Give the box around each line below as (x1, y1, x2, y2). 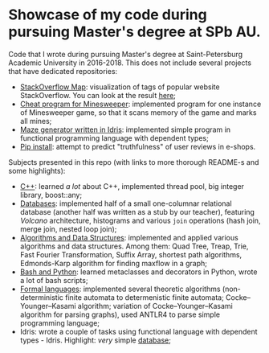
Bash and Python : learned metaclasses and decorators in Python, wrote (19, 267, 258, 277)
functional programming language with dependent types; (19, 133, 209, 142)
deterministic (19, 292, 64, 302)
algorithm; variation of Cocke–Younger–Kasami (77, 301, 233, 310)
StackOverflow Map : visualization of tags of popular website (19, 82, 220, 92)
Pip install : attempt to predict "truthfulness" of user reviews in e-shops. (19, 142, 256, 151)
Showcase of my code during (8, 6, 207, 24)
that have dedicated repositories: (8, 66, 118, 76)
